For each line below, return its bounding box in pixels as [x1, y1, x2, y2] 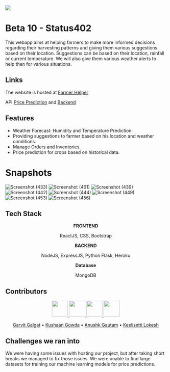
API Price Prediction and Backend [5, 99, 76, 105]
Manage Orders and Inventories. [12, 144, 81, 150]
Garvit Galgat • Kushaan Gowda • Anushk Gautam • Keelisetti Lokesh [12, 322, 159, 328]
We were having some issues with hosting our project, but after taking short [5, 350, 165, 356]
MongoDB [75, 272, 96, 278]
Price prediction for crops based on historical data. [12, 149, 120, 155]
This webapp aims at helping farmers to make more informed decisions [5, 39, 155, 45]
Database [75, 262, 96, 269]
